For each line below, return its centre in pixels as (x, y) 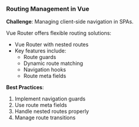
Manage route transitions (45, 118)
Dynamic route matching (53, 63)
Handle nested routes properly (52, 112)
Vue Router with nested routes (52, 45)
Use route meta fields (41, 105)
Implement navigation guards (50, 99)
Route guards (40, 57)
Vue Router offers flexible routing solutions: (59, 33)
